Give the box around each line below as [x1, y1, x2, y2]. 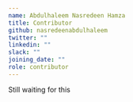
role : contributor [8, 63, 69, 71]
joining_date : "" [8, 56, 66, 64]
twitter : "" [8, 33, 47, 42]
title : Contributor [8, 19, 73, 27]
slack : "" [8, 48, 41, 56]
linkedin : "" [8, 41, 51, 49]
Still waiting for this [8, 85, 71, 94]
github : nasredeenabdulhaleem [8, 26, 108, 34]
